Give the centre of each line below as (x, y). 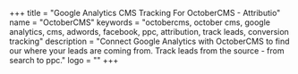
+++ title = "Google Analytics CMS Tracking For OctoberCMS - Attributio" (145, 13)
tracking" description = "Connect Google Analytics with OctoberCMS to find (149, 41)
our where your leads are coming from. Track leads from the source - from (147, 51)
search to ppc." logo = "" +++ (64, 60)
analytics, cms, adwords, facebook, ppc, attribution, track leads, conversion (149, 32)
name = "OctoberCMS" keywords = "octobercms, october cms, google (140, 22)
